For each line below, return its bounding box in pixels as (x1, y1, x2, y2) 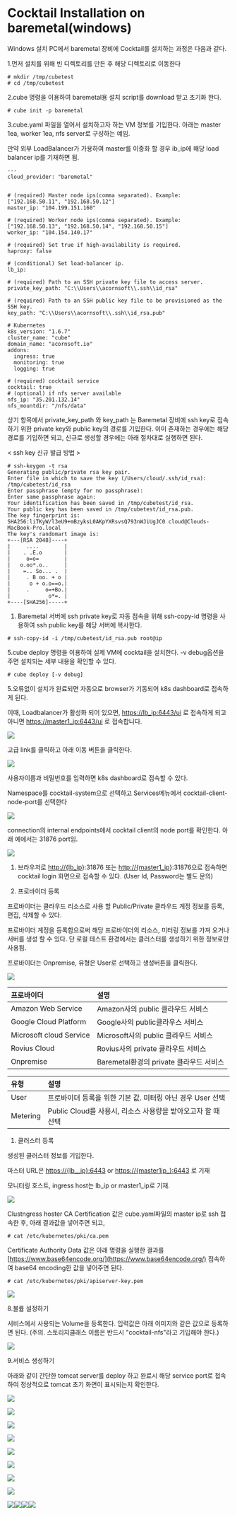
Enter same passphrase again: (7, 493, 97, 500)
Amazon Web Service (11, 1003, 83, 1013)
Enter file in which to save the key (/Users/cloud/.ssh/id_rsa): (7, 475, 207, 482)
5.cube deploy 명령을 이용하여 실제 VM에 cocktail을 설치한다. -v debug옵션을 (7, 648, 224, 656)
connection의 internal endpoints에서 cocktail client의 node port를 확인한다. (7, 825, 221, 834)
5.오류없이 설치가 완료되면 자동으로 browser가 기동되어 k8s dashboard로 (7, 684, 210, 692)
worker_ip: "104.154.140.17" (7, 228, 93, 236)
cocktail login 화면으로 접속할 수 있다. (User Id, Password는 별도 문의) (17, 871, 214, 880)
